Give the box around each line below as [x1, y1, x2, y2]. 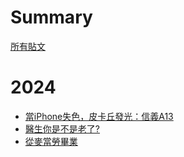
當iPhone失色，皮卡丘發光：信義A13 [24, 110, 174, 122]
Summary [10, 6, 93, 29]
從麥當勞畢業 [24, 135, 78, 147]
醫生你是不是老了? [24, 122, 100, 135]
